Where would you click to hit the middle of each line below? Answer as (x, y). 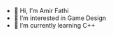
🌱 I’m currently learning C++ (54, 25)
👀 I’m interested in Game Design (60, 18)
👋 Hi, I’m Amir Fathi (41, 11)
